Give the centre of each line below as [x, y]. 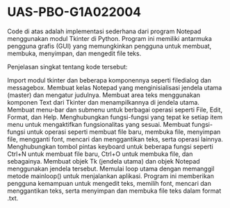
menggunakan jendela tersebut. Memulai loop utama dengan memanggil [111, 168]
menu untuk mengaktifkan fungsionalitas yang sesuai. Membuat [99, 124]
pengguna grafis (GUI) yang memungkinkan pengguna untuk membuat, [109, 46]
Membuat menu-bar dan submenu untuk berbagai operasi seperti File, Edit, [115, 110]
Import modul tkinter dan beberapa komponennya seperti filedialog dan [109, 80]
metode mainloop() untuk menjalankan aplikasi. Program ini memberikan [110, 176]
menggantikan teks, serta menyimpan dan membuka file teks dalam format [114, 191]
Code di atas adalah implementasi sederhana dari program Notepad [104, 31]
